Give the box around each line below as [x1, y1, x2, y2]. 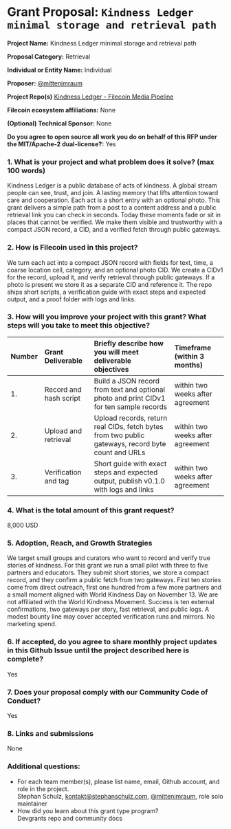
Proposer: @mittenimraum [7, 79, 82, 87]
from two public [93, 430, 145, 440]
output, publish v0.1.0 [93, 476, 165, 486]
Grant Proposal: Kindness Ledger [7, 4, 194, 20]
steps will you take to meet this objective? [7, 321, 150, 330]
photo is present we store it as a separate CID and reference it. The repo [7, 280, 212, 288]
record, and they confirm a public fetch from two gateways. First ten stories [7, 576, 221, 584]
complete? [7, 655, 43, 664]
